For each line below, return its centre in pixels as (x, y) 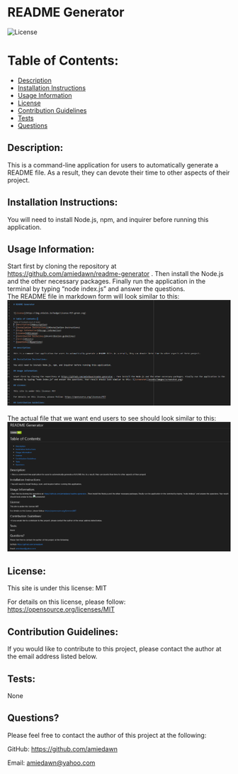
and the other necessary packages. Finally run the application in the (107, 282)
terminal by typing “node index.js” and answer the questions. (96, 289)
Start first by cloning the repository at (62, 266)
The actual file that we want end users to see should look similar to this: (112, 419)
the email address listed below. (52, 656)
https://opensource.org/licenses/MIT (61, 609)
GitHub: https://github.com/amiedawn (63, 748)
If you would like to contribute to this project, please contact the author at (114, 649)
